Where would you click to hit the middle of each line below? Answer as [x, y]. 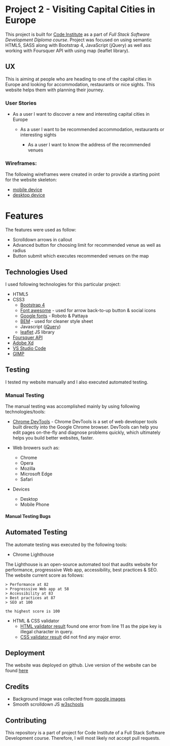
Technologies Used [36, 272]
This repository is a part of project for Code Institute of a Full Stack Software [85, 733]
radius [19, 250]
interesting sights [38, 135]
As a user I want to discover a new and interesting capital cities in [81, 114]
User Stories [21, 103]
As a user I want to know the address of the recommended [89, 145]
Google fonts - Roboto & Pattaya [54, 316]
